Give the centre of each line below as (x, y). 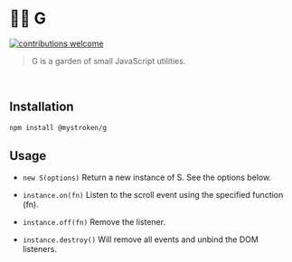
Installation (42, 107)
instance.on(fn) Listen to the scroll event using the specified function (153, 195)
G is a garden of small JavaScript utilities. (108, 61)
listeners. (39, 249)
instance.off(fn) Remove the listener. (94, 222)
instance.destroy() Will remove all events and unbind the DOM (141, 239)
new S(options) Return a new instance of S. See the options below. (147, 178)
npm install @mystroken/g (58, 127)
